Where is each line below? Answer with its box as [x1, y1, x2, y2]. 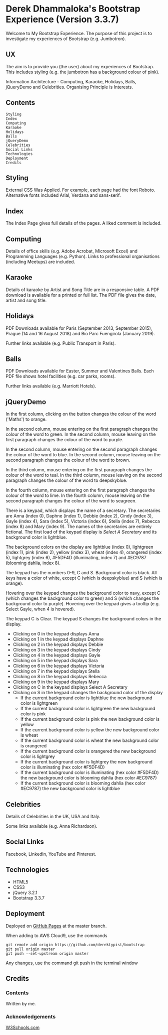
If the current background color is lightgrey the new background [20, 759, 153, 765]
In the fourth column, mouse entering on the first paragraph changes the [5, 487, 155, 493]
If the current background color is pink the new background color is [20, 716, 159, 722]
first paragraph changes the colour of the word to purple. [5, 437, 123, 443]
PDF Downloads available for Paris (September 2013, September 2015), [5, 325, 152, 331]
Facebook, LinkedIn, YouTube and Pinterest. [5, 851, 96, 857]
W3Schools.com [5, 1024, 39, 1030]
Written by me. [5, 1001, 36, 1007]
